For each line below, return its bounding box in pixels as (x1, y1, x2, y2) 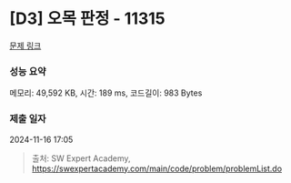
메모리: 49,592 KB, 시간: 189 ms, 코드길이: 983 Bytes (9, 87, 203, 98)
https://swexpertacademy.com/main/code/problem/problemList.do (31, 163, 283, 174)
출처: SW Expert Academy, (31, 152, 131, 164)
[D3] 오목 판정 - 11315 (9, 8, 166, 29)
